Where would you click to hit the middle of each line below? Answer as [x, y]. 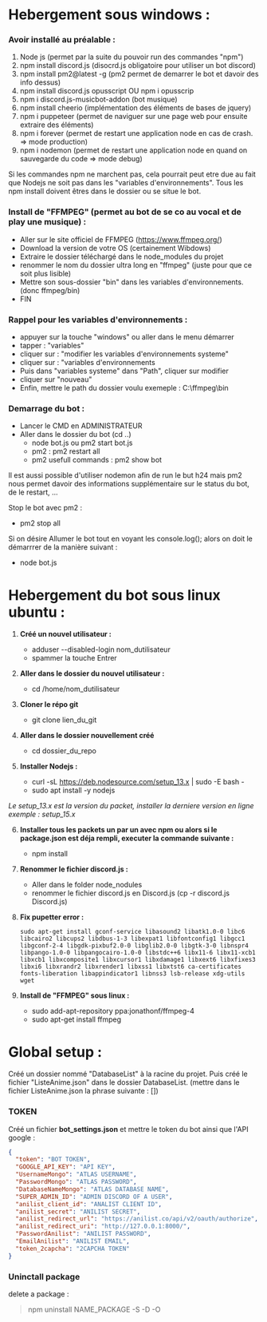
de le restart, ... [33, 492]
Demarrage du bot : [47, 409]
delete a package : [39, 1294]
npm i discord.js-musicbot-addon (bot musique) [98, 99]
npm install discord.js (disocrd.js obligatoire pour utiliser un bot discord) [138, 66]
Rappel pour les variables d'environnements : [98, 320]
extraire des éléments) [57, 125]
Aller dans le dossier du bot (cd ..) [75, 435]
